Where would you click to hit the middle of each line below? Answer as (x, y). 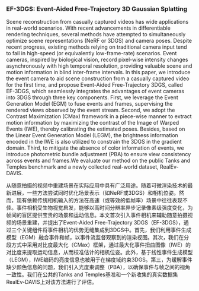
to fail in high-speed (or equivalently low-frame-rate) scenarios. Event (92, 53)
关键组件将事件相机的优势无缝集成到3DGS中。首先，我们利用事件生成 (107, 230)
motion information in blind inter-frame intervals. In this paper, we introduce (98, 72)
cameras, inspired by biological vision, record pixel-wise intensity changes (97, 60)
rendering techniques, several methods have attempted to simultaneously (96, 34)
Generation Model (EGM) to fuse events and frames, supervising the (89, 104)
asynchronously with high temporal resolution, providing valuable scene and (99, 66)
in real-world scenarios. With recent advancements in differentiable (88, 28)
